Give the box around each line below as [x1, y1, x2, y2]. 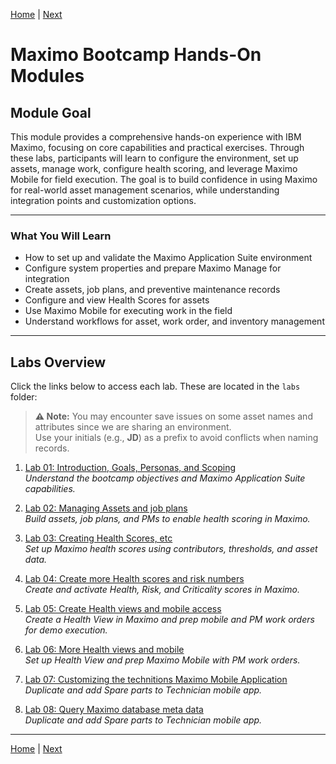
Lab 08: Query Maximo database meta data [24, 704, 204, 716]
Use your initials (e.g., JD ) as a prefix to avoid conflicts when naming [34, 432, 319, 444]
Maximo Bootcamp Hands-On [10, 44, 262, 66]
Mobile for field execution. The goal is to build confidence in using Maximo [10, 174, 318, 185]
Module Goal [10, 104, 92, 121]
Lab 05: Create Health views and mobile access [24, 603, 222, 615]
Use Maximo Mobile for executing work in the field [24, 305, 233, 317]
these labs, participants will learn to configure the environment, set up [10, 152, 299, 164]
